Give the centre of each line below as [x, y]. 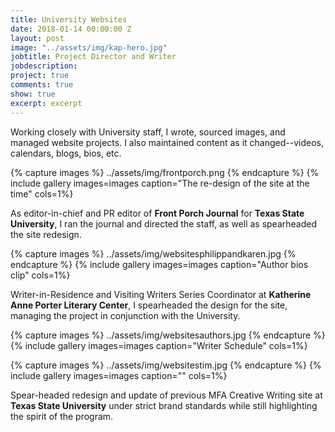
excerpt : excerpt [46, 103]
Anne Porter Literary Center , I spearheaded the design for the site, [149, 305]
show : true [33, 94]
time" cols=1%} [42, 193]
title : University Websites [69, 19]
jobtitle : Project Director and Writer [93, 57]
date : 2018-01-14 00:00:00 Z [71, 29]
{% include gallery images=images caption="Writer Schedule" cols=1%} [159, 345]
